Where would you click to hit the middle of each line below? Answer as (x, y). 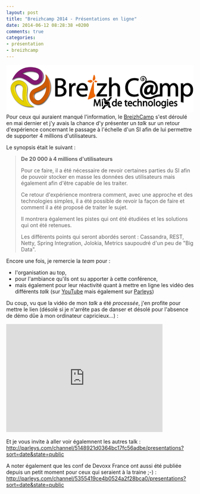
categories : (21, 38)
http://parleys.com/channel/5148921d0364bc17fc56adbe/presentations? (95, 448)
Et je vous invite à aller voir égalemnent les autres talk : (74, 442)
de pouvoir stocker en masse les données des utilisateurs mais (98, 177)
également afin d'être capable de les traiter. (74, 183)
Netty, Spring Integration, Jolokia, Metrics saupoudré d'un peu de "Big (107, 243)
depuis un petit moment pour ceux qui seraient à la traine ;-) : (81, 472)
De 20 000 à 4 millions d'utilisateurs (67, 159)
